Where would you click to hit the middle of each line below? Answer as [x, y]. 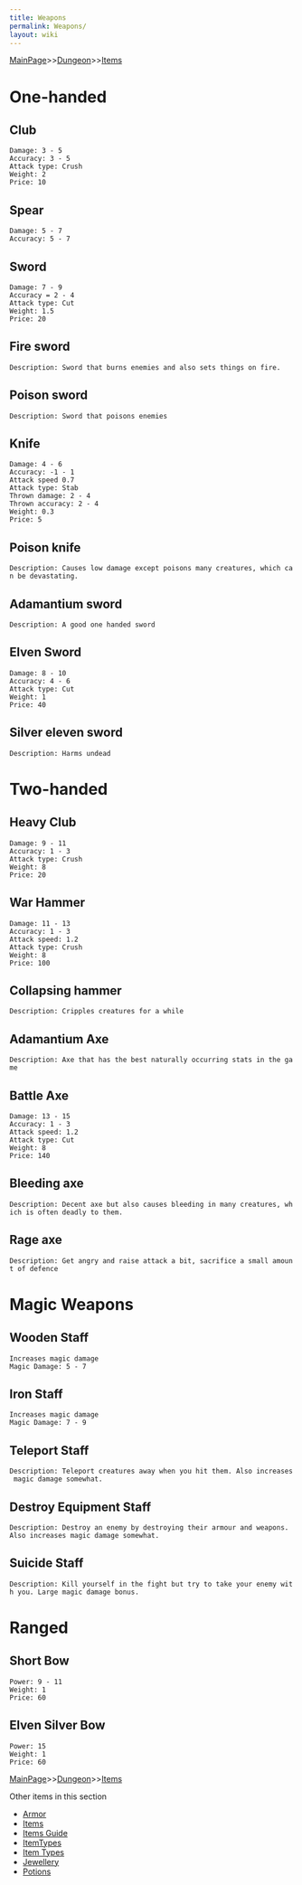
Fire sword [40, 347]
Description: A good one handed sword [82, 625]
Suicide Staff [47, 1564]
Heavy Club [43, 822]
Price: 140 [30, 1155]
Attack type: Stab [44, 488]
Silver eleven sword [66, 733]
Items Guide [45, 1833]
